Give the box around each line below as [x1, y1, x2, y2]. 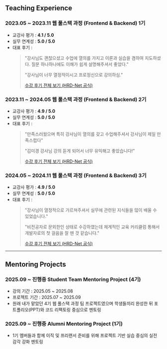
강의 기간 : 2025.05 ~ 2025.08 [12, 288, 73, 294]
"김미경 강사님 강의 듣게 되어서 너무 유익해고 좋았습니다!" [24, 147, 135, 153]
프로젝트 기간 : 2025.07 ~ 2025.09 [12, 294, 81, 300]
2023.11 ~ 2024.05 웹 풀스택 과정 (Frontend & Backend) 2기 [5, 96, 147, 103]
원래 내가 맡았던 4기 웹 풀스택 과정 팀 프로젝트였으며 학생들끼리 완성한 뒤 [12, 300, 153, 306]
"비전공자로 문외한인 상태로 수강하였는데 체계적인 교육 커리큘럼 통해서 [24, 224, 160, 230]
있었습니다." [24, 213, 48, 219]
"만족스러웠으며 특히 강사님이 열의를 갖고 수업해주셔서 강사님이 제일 [24, 131, 156, 137]
